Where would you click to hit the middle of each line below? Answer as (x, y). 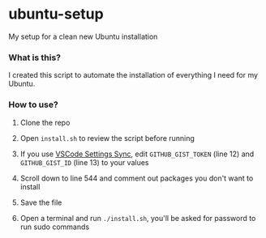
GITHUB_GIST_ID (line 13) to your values (84, 162)
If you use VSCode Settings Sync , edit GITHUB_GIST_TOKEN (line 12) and (137, 154)
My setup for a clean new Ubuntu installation (83, 36)
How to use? (33, 104)
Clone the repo (45, 122)
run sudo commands (55, 227)
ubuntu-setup (56, 14)
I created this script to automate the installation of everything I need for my (133, 75)
